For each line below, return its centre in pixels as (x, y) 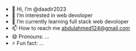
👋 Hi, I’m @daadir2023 (39, 9)
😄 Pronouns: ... (30, 36)
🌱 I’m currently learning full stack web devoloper (70, 21)
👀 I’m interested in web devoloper (52, 15)
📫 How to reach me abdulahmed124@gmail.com (71, 28)
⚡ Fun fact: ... (28, 43)
